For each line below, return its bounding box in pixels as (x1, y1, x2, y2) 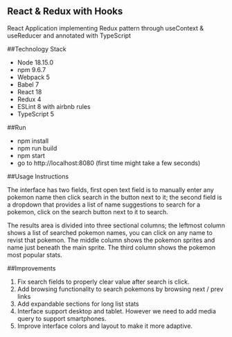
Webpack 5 (17, 73, 51, 81)
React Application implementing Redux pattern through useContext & (7, 24, 204, 32)
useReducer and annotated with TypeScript (7, 31, 132, 40)
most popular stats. (7, 250, 62, 259)
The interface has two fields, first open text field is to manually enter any (7, 185, 215, 193)
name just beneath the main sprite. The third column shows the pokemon (7, 243, 216, 252)
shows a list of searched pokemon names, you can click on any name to (7, 228, 213, 236)
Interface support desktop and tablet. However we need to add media (17, 306, 217, 315)
